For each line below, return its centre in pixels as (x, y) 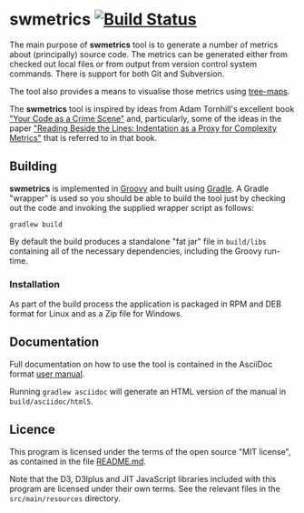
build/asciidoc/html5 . (51, 401)
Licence (33, 430)
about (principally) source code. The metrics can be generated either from (148, 54)
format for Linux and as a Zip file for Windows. (96, 314)
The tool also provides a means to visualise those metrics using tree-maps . (150, 91)
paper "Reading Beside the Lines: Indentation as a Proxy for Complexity (143, 128)
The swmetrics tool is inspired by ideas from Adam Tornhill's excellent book (152, 108)
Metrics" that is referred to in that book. (83, 137)
